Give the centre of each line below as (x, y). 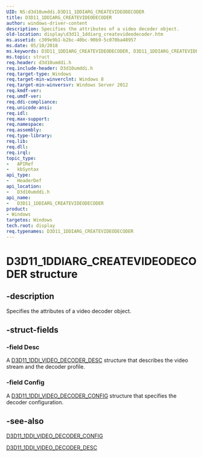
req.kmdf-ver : (24, 91)
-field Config (25, 383)
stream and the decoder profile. (46, 367)
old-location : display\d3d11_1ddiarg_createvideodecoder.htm (85, 35)
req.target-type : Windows (39, 74)
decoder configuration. (35, 402)
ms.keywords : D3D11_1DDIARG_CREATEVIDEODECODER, (69, 51)
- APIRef (20, 164)
